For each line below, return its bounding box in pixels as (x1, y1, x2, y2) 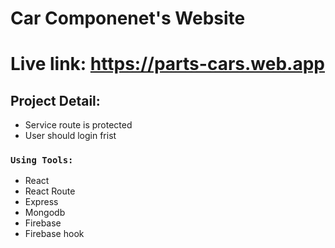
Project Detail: (10, 92, 101, 109)
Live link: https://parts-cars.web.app (10, 53, 325, 76)
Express (24, 196, 59, 208)
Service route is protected (24, 119, 133, 131)
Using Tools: (10, 155, 74, 166)
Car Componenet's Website (10, 7, 246, 30)
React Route (24, 185, 76, 197)
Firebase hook (24, 228, 85, 240)
